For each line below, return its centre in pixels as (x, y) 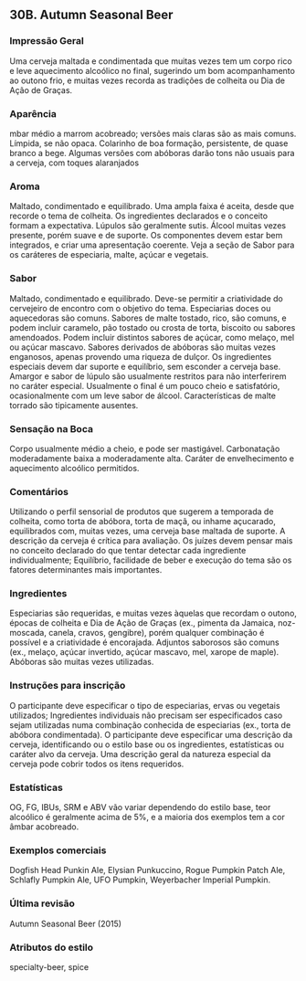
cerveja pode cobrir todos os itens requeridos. (97, 764)
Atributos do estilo (52, 947)
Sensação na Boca (52, 428)
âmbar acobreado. (44, 827)
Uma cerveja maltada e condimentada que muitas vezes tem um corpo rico (151, 61)
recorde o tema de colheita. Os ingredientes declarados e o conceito (138, 216)
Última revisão (42, 903)
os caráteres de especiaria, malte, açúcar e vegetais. (109, 255)
